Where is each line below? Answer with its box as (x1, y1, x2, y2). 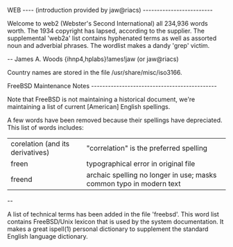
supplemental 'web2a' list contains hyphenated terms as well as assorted (7, 34, 217, 42)
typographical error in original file (86, 159, 196, 169)
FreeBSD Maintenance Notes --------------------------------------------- (7, 82, 217, 90)
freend (10, 175, 33, 184)
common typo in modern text (86, 179, 181, 188)
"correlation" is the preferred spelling (86, 144, 208, 153)
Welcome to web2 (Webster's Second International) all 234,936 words (7, 19, 208, 27)
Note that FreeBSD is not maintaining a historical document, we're (7, 95, 196, 103)
